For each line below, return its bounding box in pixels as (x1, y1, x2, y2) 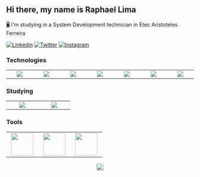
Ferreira (6, 29, 26, 36)
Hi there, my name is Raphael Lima (6, 5, 136, 15)
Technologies (6, 56, 46, 64)
